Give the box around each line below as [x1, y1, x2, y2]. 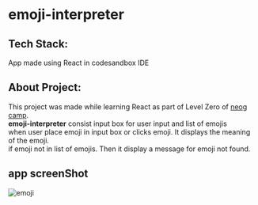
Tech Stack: [8, 37, 69, 51]
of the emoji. [8, 135, 50, 145]
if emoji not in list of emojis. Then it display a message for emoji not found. [8, 144, 251, 154]
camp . [8, 110, 29, 120]
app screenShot [8, 167, 89, 180]
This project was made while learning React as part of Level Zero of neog [8, 101, 248, 112]
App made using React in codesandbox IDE [8, 58, 150, 67]
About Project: [8, 81, 82, 94]
